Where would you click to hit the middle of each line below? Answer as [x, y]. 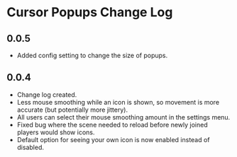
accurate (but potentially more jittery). [72, 110]
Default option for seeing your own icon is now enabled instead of [113, 139]
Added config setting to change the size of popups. [92, 55]
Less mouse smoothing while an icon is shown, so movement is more [118, 102]
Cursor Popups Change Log [90, 12]
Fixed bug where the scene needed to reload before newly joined [112, 124]
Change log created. [47, 94]
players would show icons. [56, 132]
